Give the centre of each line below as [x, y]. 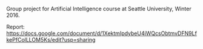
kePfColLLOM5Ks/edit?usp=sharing [51, 40]
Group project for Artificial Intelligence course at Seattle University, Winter [99, 9]
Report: [16, 27]
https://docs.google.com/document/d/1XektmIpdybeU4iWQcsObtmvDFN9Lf [101, 33]
